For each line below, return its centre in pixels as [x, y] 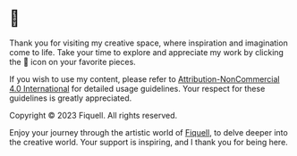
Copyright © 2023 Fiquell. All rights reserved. [93, 115]
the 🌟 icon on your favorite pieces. [72, 62]
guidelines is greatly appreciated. [71, 98]
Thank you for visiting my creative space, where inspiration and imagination [148, 43]
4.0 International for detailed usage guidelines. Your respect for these [137, 88]
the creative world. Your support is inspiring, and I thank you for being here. [148, 142]
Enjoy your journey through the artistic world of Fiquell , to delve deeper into [148, 132]
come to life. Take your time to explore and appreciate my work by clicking [147, 52]
